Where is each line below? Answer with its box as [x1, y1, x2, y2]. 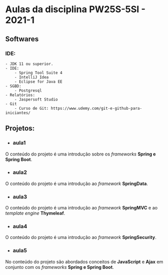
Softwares [5, 35, 39, 43]
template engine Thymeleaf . [5, 210, 65, 217]
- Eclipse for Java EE [14, 79, 63, 84]
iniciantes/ [5, 110, 31, 115]
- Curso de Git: [14, 106, 49, 111]
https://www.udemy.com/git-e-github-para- [50, 106, 143, 111]
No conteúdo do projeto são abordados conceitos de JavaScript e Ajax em [5, 258, 164, 265]
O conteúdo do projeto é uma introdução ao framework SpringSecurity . [5, 234, 157, 240]
